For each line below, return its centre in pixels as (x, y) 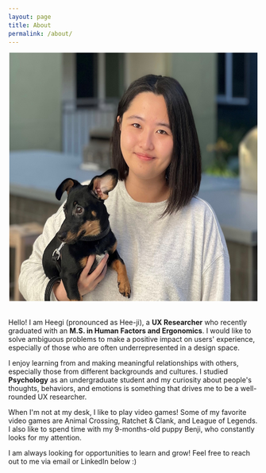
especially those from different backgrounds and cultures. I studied (118, 372)
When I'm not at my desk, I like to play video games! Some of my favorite (127, 413)
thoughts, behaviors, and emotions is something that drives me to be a (123, 389)
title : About (30, 25)
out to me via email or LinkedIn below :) (73, 462)
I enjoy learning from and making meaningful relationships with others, (123, 363)
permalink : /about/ (40, 33)
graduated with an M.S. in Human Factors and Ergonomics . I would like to (130, 331)
